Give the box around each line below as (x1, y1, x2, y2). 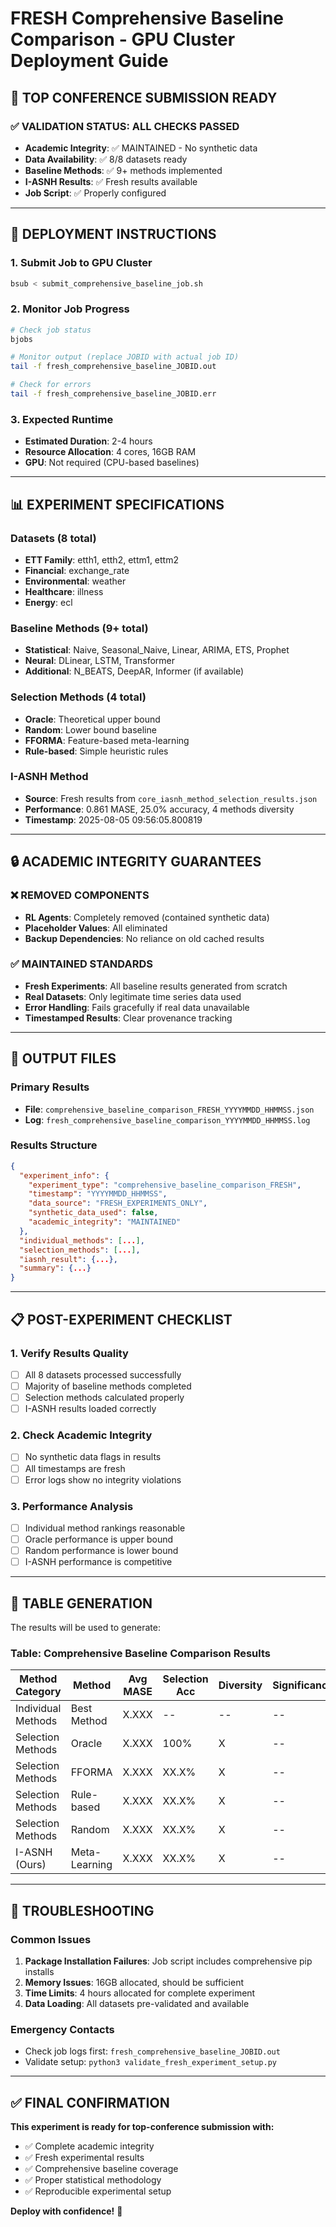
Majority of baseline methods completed (24, 1380, 192, 1392)
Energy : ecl (24, 596, 73, 608)
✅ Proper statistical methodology (24, 2174, 162, 2186)
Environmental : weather (24, 575, 127, 587)
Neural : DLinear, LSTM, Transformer (24, 655, 176, 667)
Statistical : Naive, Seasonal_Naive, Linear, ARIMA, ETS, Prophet (24, 644, 290, 656)
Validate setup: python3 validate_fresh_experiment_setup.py (24, 2056, 277, 2068)
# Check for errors (10, 380, 92, 390)
